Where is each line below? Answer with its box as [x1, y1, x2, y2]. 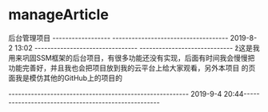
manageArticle [8, 6, 110, 24]
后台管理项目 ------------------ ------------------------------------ [8, 33, 229, 42]
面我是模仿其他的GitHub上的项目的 [8, 73, 122, 82]
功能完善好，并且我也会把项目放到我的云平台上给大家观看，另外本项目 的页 [8, 62, 256, 73]
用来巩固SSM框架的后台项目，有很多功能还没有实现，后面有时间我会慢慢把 [8, 53, 255, 62]
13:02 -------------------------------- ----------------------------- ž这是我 [14, 42, 260, 53]
